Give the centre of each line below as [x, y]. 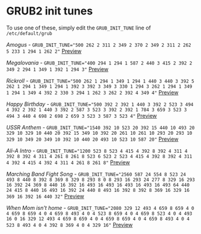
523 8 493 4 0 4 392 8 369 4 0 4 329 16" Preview [70, 224]
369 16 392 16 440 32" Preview [45, 196]
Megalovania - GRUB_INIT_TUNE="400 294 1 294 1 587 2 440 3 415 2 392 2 [99, 63]
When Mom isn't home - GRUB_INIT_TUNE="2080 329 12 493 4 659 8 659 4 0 [100, 208]
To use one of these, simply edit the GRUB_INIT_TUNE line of [79, 28]
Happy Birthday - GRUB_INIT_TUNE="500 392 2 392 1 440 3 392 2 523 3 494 [100, 104]
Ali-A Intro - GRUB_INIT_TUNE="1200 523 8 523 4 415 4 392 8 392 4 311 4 [97, 150]
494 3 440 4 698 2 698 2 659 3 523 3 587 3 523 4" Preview [82, 115]
